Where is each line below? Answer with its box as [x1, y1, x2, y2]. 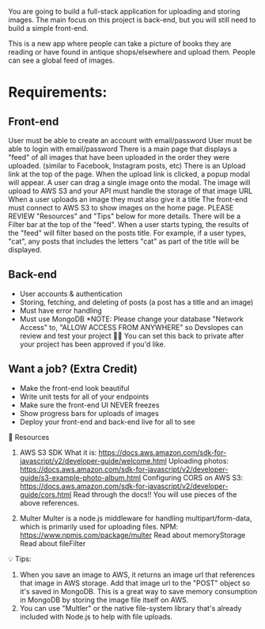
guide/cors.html [19, 490, 72, 499]
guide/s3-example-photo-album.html [19, 472, 141, 482]
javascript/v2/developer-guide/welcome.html [19, 456, 168, 465]
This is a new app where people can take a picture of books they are [8, 39, 232, 48]
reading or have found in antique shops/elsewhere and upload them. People [8, 47, 256, 56]
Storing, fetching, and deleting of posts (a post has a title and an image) [19, 297, 254, 307]
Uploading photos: [168, 456, 229, 465]
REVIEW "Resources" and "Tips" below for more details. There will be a [8, 211, 241, 221]
